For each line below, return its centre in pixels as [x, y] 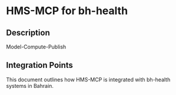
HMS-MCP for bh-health [67, 11]
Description [28, 33]
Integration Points [40, 65]
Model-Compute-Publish [36, 47]
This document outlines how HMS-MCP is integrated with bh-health [88, 79]
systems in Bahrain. [30, 86]
